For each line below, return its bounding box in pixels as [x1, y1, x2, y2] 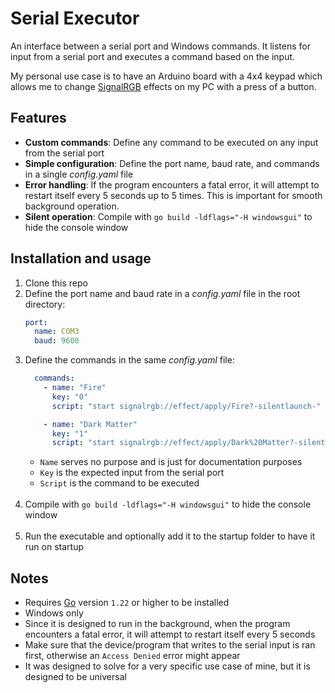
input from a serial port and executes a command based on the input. [10, 50, 296, 62]
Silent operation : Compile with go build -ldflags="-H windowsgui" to [24, 210, 313, 222]
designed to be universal [24, 671, 127, 683]
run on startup [24, 541, 84, 553]
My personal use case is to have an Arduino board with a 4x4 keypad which [10, 70, 323, 82]
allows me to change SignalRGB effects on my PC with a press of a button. [10, 80, 317, 92]
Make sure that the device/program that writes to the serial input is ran [24, 639, 316, 651]
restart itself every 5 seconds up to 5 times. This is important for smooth [24, 189, 323, 201]
